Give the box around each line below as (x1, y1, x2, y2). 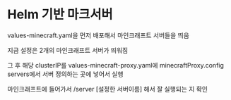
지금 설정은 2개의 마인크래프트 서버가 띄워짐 (7, 46, 129, 54)
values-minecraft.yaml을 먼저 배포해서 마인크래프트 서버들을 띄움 (7, 31, 189, 39)
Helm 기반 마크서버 (7, 6, 113, 23)
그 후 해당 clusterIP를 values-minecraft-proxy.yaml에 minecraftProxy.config (7, 61, 225, 69)
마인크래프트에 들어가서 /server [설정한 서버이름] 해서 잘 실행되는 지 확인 (7, 85, 208, 93)
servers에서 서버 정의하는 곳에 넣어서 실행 (7, 70, 124, 78)
